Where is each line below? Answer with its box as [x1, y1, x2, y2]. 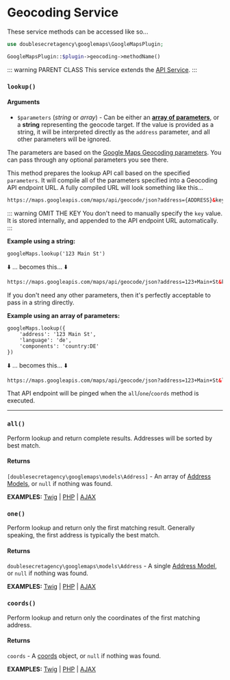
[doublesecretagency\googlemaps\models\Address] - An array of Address [7, 472, 211, 481]
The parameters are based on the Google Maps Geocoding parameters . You [7, 148, 222, 156]
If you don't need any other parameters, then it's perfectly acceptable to [7, 291, 211, 299]
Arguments [7, 98, 40, 106]
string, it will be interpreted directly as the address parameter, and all [16, 127, 210, 136]
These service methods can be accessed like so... [7, 27, 149, 36]
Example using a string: [7, 236, 76, 245]
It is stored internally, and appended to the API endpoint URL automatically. [7, 216, 219, 224]
